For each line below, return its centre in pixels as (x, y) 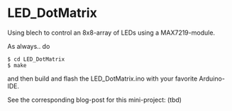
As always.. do (29, 46)
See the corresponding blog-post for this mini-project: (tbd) (95, 100)
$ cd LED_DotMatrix (36, 59)
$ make (17, 65)
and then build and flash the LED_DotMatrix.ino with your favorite (103, 78)
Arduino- (212, 78)
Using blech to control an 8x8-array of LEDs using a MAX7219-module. (111, 33)
